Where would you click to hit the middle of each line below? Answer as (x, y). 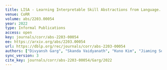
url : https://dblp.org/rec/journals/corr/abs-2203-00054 (65, 46)
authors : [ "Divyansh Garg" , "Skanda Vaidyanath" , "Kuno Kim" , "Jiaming (81, 51)
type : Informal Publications (35, 28)
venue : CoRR (17, 14)
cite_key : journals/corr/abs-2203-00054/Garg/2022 (59, 60)
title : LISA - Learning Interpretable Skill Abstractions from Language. (83, 10)
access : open (19, 33)
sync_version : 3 (22, 55)
